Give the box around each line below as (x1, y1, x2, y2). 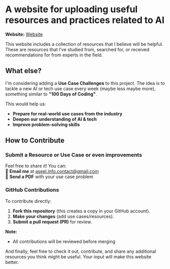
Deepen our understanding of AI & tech (12, 116, 97, 122)
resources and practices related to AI (5, 14, 165, 26)
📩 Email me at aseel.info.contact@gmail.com (5, 168, 99, 174)
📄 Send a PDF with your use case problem (5, 174, 94, 180)
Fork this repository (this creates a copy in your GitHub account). (12, 207, 151, 214)
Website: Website (5, 31, 43, 37)
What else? (5, 67, 42, 75)
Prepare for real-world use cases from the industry (12, 110, 123, 116)
